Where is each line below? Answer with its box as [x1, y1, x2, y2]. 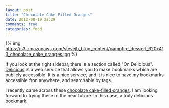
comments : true [5, 21, 38, 27]
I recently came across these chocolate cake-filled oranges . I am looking [5, 87, 158, 93]
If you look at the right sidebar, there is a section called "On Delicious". [5, 61, 154, 67]
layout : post [5, 7, 33, 13]
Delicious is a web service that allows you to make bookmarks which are [5, 67, 157, 73]
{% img [5, 40, 21, 46]
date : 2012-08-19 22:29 [5, 17, 56, 22]
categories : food [5, 26, 42, 32]
